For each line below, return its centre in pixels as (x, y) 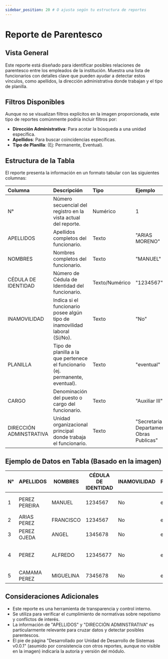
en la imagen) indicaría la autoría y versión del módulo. (69, 651)
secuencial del (70, 205)
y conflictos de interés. (36, 619)
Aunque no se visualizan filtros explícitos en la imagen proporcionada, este (82, 114)
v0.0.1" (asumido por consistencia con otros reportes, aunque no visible (86, 645)
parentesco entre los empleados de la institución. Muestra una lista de (77, 70)
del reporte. (67, 224)
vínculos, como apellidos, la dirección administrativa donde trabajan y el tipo (84, 81)
